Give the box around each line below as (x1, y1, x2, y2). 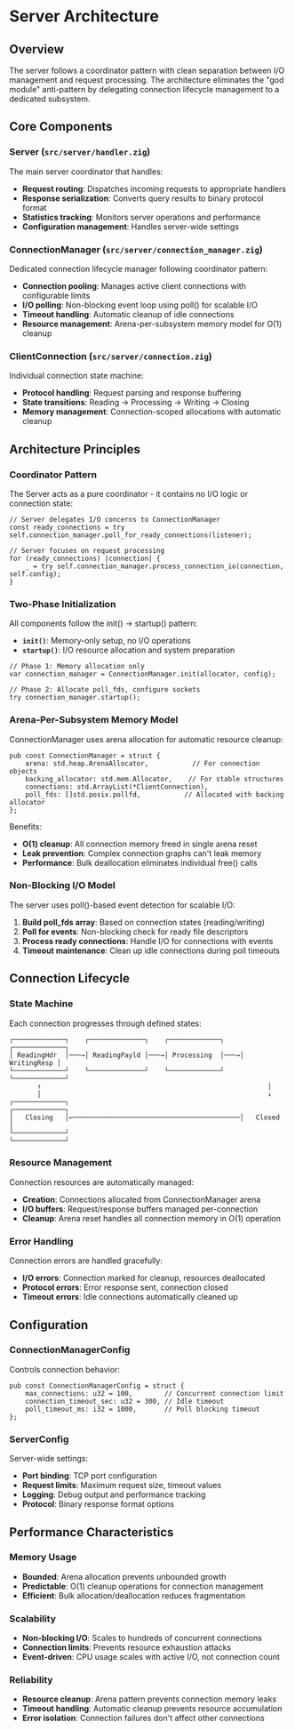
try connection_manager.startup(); (9, 693, 141, 702)
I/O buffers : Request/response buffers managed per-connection (21, 1203, 259, 1214)
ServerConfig (9, 1433, 69, 1446)
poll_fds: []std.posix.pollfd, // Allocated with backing (25, 789, 284, 799)
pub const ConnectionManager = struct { (9, 751, 162, 760)
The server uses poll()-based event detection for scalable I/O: (9, 900, 235, 910)
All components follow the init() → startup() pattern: (9, 618, 198, 629)
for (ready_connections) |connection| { (9, 554, 162, 563)
